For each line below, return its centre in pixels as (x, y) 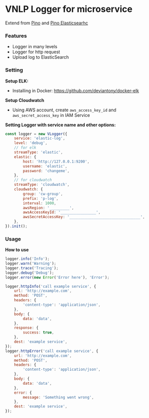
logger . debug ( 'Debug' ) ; (30, 273)
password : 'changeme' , (46, 171)
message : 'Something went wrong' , (58, 397)
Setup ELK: (17, 81)
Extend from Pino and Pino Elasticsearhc (47, 23)
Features (16, 36)
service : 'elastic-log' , (40, 138)
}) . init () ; (16, 226)
